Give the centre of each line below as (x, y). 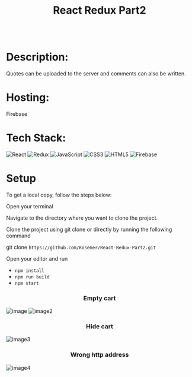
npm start (27, 283)
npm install (29, 271)
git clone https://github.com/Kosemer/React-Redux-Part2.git (81, 247)
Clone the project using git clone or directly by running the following (89, 229)
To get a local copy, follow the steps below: (59, 195)
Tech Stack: (36, 138)
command (18, 236)
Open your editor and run (37, 258)
